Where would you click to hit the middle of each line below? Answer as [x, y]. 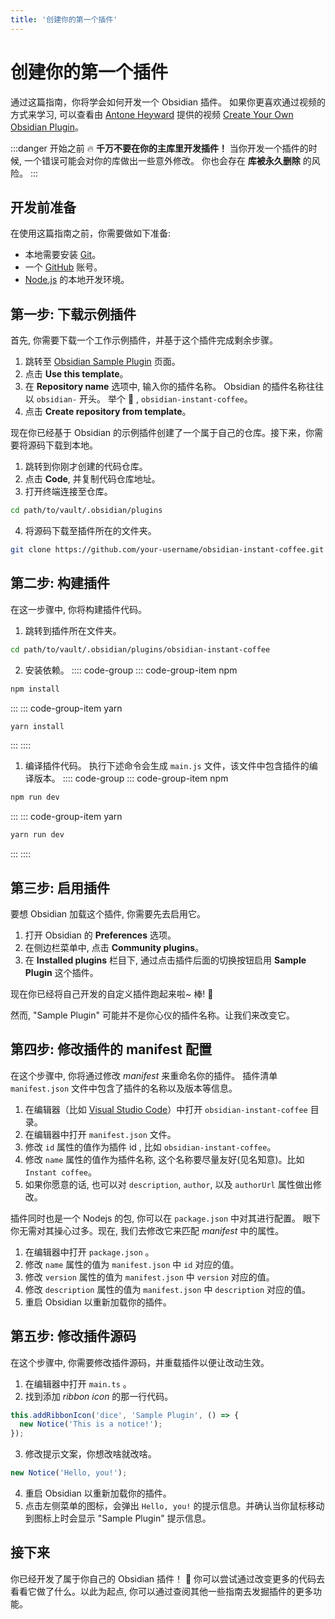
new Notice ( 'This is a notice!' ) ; [91, 1424]
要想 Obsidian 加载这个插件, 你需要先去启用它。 [108, 913]
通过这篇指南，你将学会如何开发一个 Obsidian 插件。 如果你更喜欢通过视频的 [168, 102]
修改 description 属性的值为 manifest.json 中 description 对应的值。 [167, 1289]
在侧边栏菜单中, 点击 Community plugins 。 [114, 947]
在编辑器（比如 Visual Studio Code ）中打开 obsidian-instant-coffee [166, 1109]
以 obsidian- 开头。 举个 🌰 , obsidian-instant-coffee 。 [138, 399]
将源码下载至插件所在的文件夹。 [90, 531]
